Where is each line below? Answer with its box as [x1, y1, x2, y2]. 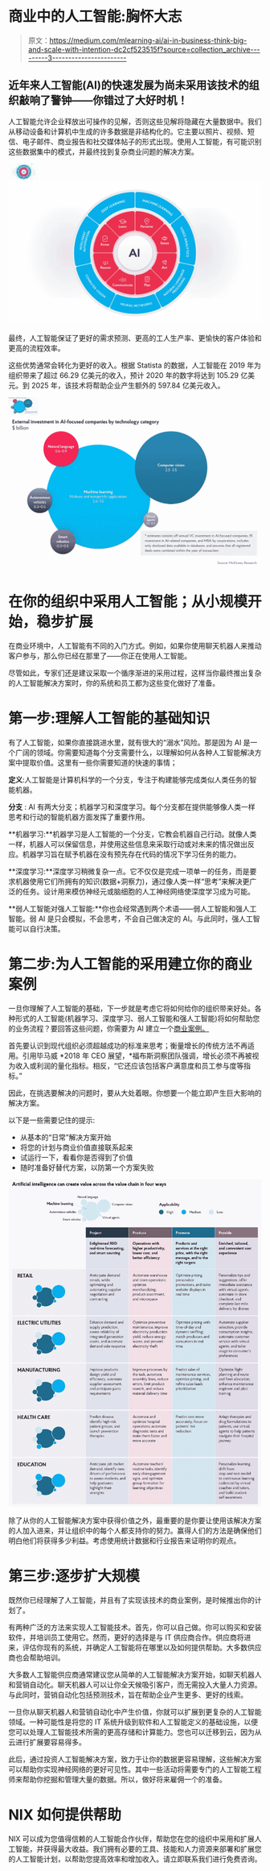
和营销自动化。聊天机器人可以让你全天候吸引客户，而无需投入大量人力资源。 [8, 1679, 262, 1689]
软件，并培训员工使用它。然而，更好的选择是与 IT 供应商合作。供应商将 [8, 1632, 244, 1642]
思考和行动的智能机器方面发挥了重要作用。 [8, 811, 149, 822]
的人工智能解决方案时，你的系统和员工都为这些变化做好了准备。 [8, 678, 219, 687]
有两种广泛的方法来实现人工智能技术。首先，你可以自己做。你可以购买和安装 [8, 1622, 262, 1632]
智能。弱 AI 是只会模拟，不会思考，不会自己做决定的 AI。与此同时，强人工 [8, 914, 253, 923]
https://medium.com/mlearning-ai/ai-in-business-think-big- [49, 35, 247, 45]
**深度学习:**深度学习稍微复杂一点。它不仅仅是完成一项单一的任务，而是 [8, 866, 251, 876]
